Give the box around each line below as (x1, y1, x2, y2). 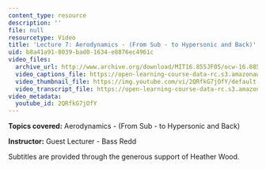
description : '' (8, 19, 62, 27)
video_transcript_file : (15, 84, 93, 93)
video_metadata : (8, 92, 62, 100)
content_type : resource (8, 11, 87, 20)
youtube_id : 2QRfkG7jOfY (15, 100, 97, 107)
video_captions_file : (15, 70, 87, 78)
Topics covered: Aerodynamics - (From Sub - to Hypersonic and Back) (8, 122, 240, 131)
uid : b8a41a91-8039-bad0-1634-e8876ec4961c (8, 48, 154, 56)
